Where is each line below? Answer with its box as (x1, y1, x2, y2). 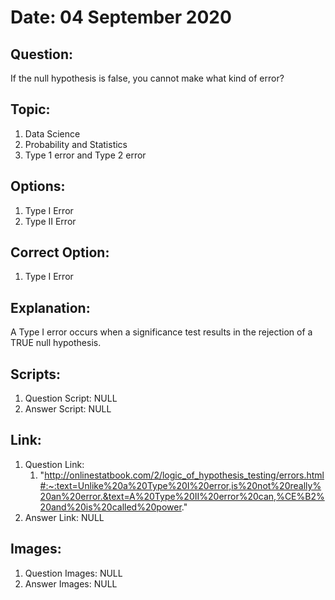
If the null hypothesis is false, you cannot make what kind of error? (10, 72, 285, 84)
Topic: (10, 101, 51, 118)
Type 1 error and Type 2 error (24, 149, 147, 161)
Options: (10, 178, 66, 195)
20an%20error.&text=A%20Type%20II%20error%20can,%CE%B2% (39, 490, 325, 502)
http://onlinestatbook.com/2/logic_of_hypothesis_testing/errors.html (44, 469, 325, 481)
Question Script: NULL (24, 392, 118, 405)
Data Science (24, 127, 81, 140)
